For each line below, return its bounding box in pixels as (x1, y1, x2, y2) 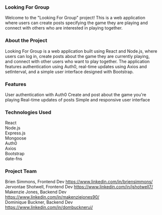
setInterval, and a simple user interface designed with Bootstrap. (5, 69, 134, 74)
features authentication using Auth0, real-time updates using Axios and (5, 63, 147, 69)
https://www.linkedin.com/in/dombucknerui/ (5, 204, 93, 210)
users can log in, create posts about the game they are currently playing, (5, 53, 150, 59)
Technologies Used (5, 109, 52, 115)
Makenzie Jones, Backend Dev (5, 189, 67, 195)
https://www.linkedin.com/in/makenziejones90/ (5, 194, 100, 200)
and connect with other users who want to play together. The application (5, 58, 150, 64)
